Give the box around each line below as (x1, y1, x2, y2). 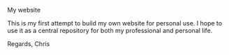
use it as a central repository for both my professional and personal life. (7, 27, 213, 34)
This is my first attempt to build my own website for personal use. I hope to (7, 19, 222, 27)
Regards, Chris (7, 40, 50, 47)
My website (7, 6, 40, 14)
